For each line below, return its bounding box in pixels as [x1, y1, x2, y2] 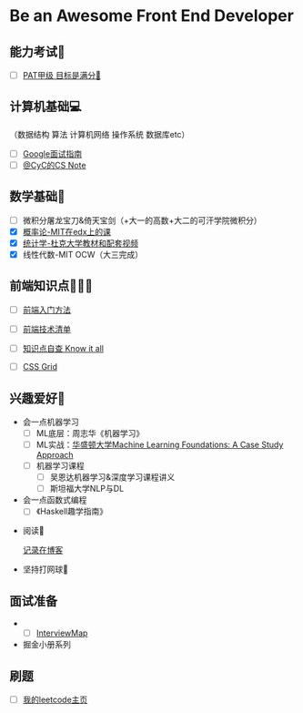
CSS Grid [22, 362, 57, 372]
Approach [35, 450, 75, 461]
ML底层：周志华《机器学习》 [35, 427, 145, 438]
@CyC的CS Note [22, 159, 86, 170]
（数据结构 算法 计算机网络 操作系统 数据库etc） [9, 128, 190, 139]
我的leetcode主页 [22, 694, 88, 705]
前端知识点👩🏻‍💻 [9, 279, 94, 294]
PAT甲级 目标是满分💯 [22, 70, 102, 80]
